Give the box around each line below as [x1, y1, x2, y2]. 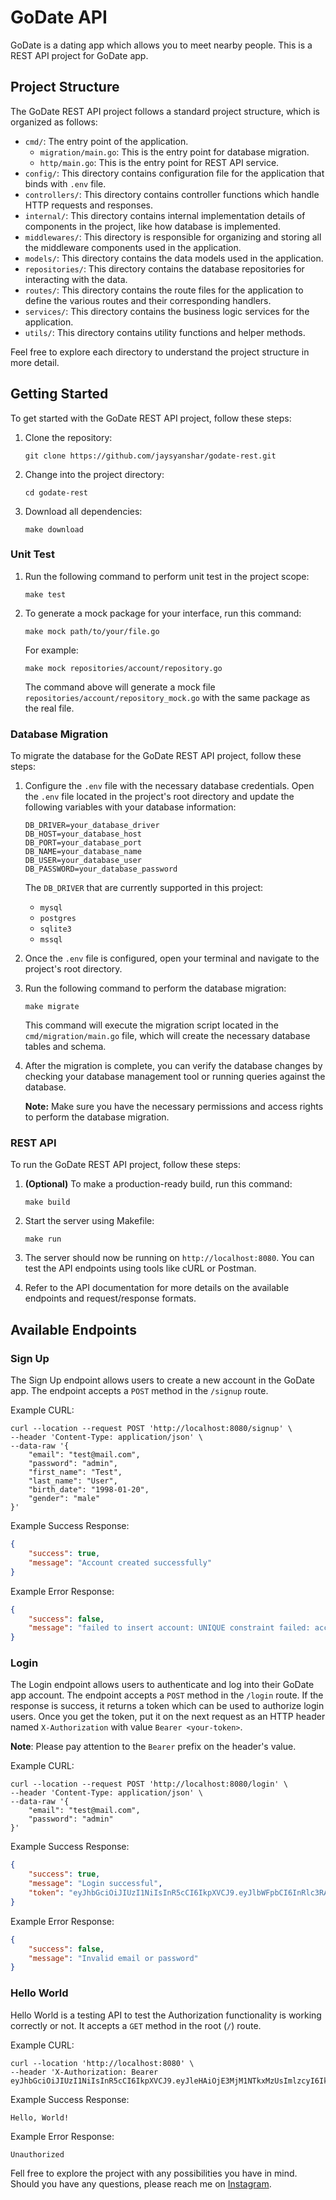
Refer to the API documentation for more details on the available [24, 1282, 290, 1294]
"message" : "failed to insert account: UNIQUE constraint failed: [28, 1623, 311, 1633]
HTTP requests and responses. [24, 199, 153, 211]
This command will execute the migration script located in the [24, 1019, 279, 1031]
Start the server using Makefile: [24, 1215, 155, 1227]
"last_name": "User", [28, 1476, 118, 1486]
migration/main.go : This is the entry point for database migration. [39, 146, 310, 158]
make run [24, 1234, 62, 1245]
